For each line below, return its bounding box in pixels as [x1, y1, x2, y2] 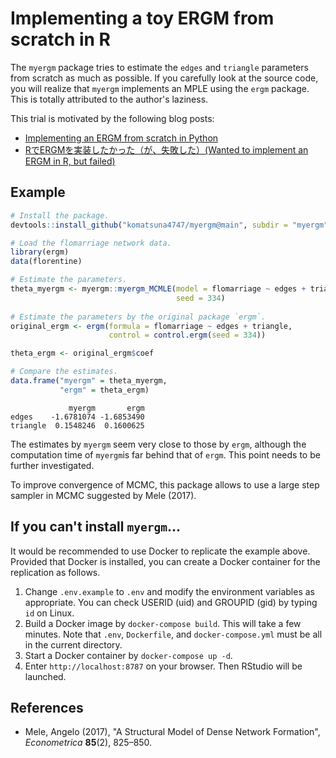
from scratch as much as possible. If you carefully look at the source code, [10, 72, 319, 84]
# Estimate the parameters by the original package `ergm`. [10, 312, 267, 322]
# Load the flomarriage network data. [10, 238, 172, 248]
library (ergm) [10, 247, 70, 257]
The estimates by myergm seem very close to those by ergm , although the [10, 438, 307, 450]
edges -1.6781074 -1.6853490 [10, 412, 145, 422]
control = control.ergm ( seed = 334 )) [108, 330, 267, 341]
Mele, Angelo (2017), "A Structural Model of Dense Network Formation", [24, 726, 321, 738]
